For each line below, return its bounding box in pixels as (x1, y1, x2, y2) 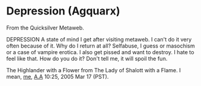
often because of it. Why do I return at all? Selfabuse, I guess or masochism (6, 42, 196, 49)
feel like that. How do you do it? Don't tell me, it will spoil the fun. (6, 55, 168, 62)
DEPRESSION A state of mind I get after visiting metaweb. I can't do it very (6, 35, 192, 43)
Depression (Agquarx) (6, 4, 120, 18)
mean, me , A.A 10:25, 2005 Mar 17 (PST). (6, 73, 109, 80)
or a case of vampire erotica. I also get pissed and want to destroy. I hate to (6, 48, 195, 55)
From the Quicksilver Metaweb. (6, 24, 84, 31)
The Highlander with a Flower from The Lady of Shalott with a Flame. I (6, 66, 181, 73)
